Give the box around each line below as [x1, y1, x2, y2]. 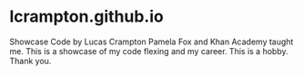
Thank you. [9, 55, 52, 66]
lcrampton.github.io [9, 6, 164, 27]
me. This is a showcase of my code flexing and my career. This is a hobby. [9, 45, 288, 56]
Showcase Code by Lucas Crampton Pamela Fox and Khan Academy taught [9, 36, 294, 47]
